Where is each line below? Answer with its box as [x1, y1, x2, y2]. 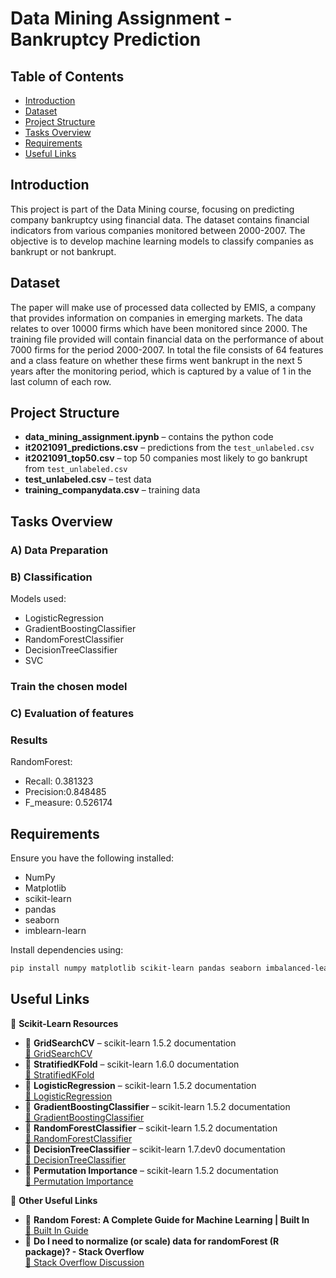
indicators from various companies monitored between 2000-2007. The [10, 224, 306, 236]
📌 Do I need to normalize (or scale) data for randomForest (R [24, 1235, 280, 1247]
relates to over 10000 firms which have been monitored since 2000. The [10, 322, 308, 334]
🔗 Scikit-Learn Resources [10, 1017, 119, 1029]
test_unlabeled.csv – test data [24, 473, 152, 486]
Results [10, 733, 48, 747]
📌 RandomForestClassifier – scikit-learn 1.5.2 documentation [24, 1122, 278, 1134]
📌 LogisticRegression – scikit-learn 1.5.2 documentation [24, 1079, 257, 1091]
